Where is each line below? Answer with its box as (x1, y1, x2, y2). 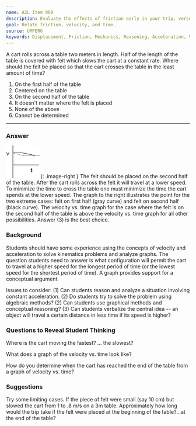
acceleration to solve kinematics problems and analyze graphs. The (6, 250, 169, 257)
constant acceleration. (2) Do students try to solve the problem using (6, 293, 172, 300)
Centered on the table (14, 87, 67, 94)
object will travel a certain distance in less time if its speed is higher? (6, 311, 171, 318)
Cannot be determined (14, 112, 69, 119)
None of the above (14, 106, 60, 113)
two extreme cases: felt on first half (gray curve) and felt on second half (6, 198, 179, 205)
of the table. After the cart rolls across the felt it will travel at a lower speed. (6, 179, 187, 186)
